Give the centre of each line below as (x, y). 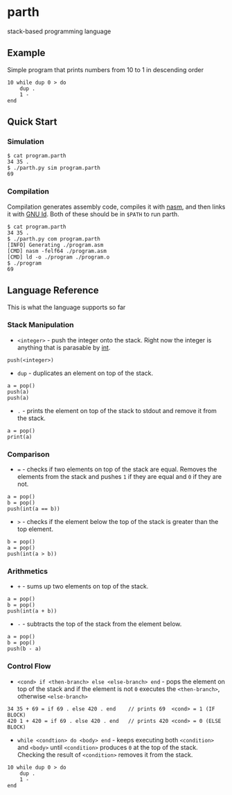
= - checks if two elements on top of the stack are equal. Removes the (117, 469)
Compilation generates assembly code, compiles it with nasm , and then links (116, 207)
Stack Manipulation (41, 325)
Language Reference (53, 291)
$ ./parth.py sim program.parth (54, 168)
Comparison (28, 454)
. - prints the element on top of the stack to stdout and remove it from (117, 410)
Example (26, 53)
